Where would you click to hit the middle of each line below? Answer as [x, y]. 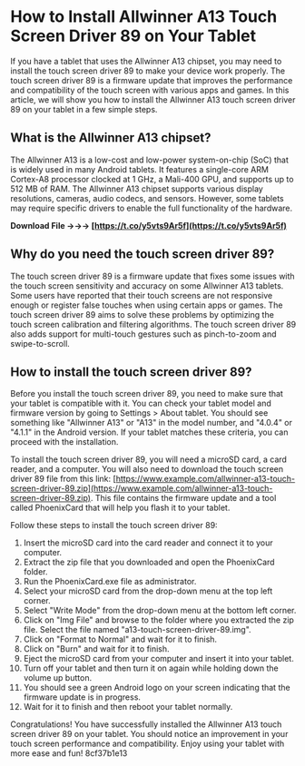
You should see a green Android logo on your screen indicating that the [157, 688]
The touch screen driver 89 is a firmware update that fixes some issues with [152, 276]
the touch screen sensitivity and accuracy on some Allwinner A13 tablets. [147, 285]
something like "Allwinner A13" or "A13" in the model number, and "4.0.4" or [152, 423]
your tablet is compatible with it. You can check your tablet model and [141, 403]
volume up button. [58, 678]
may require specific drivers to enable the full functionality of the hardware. [152, 208]
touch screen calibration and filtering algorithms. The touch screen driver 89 [153, 324]
